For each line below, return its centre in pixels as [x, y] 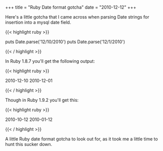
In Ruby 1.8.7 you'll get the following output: [50, 61]
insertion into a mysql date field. [38, 22]
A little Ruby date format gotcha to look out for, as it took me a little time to [82, 139]
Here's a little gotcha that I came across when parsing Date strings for [77, 17]
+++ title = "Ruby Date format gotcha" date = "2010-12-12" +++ [71, 7]
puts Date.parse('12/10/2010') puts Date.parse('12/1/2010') [65, 42]
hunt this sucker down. [29, 144]
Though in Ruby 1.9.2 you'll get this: [42, 100]
